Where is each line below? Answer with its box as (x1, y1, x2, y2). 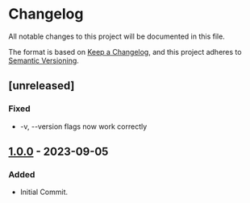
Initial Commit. (19, 187, 69, 197)
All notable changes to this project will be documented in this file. (8, 31, 226, 41)
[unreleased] (8, 79, 75, 93)
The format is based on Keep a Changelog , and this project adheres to (8, 47, 242, 56)
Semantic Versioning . (8, 56, 79, 65)
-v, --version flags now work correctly (19, 122, 148, 131)
